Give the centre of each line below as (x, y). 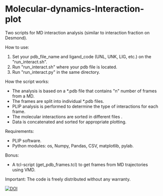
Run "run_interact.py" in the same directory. (56, 72)
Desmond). (16, 38)
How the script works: (27, 82)
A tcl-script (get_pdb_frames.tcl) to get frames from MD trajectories (80, 164)
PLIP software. (27, 140)
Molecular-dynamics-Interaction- (75, 9)
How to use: (17, 47)
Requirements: (19, 131)
